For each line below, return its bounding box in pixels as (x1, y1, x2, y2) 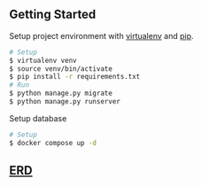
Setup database (9, 112, 67, 123)
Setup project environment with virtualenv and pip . (9, 30, 194, 41)
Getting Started (9, 7, 97, 22)
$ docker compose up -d (9, 138, 97, 147)
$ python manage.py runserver (9, 97, 121, 106)
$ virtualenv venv (9, 56, 77, 65)
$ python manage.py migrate (9, 89, 113, 98)
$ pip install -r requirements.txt (9, 73, 141, 81)
